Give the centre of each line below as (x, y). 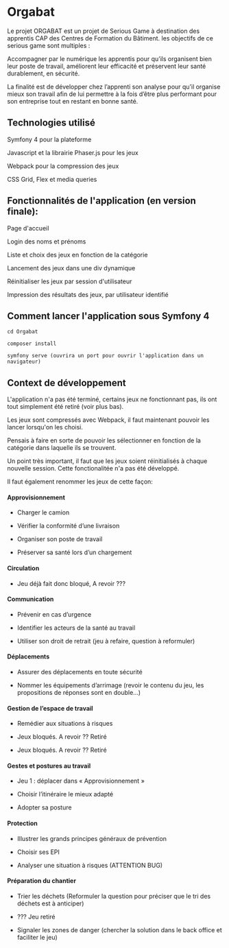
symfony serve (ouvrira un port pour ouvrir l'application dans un (106, 356)
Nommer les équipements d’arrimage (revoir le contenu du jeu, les (110, 685)
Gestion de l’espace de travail (50, 708)
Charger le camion (43, 512)
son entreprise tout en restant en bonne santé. (73, 101)
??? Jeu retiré (36, 916)
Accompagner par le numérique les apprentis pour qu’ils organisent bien (110, 58)
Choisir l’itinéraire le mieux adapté (65, 794)
